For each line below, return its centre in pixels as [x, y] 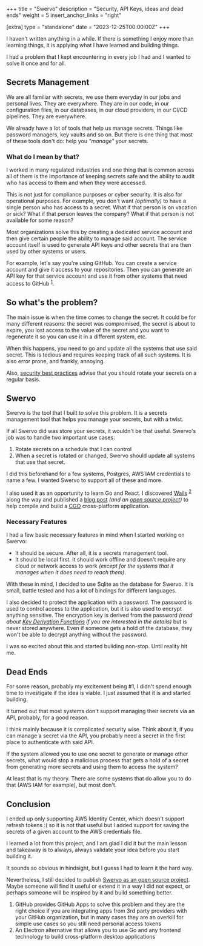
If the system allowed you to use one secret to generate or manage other [97, 754]
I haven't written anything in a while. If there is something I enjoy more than [100, 39]
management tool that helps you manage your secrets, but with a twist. [95, 419]
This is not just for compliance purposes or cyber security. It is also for [95, 195]
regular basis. [23, 379]
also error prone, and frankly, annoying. [55, 361]
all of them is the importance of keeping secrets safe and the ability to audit [101, 176]
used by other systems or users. [47, 252]
